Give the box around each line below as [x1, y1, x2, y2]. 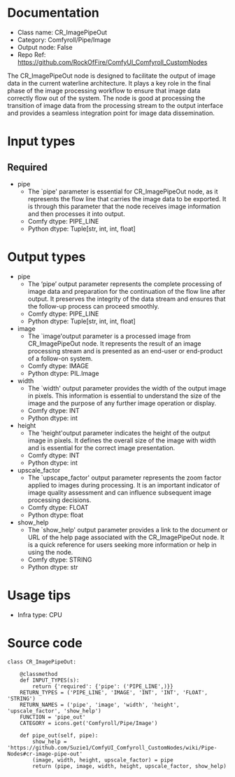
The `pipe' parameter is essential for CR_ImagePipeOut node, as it [27, 187, 218, 196]
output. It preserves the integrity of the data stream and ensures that [27, 295, 226, 303]
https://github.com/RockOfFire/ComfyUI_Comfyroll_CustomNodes [17, 58, 208, 66]
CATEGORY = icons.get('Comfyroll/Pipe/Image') [20, 719, 158, 727]
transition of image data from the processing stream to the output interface [7, 101, 224, 109]
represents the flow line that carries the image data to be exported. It [27, 194, 227, 203]
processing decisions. [27, 496, 92, 504]
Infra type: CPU [17, 610, 63, 619]
